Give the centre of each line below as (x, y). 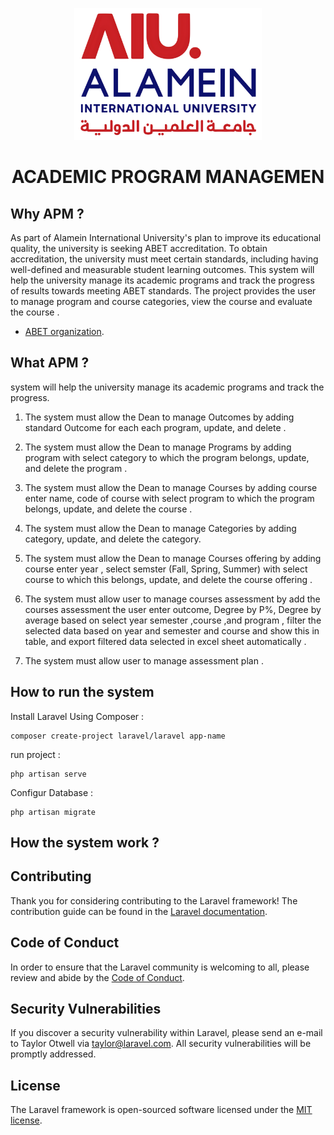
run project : (35, 754)
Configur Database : (52, 792)
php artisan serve (48, 774)
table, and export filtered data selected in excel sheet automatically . (165, 641)
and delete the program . (76, 468)
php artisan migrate (53, 812)
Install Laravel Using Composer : (77, 716)
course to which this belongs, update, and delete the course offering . (168, 579)
